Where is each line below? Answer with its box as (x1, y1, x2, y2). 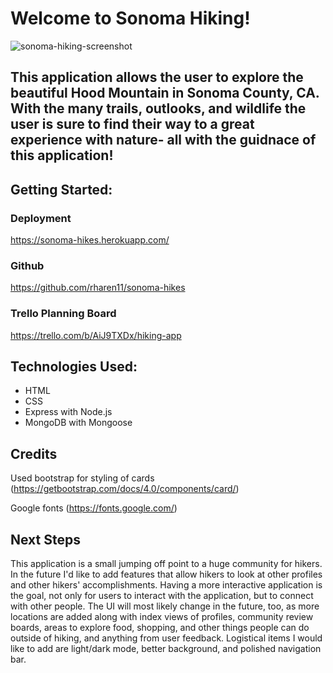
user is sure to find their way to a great (10, 116, 255, 133)
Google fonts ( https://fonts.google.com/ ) (10, 502, 178, 514)
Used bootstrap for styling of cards (10, 472, 155, 484)
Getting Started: (10, 181, 113, 198)
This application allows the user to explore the (10, 69, 304, 86)
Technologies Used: (10, 358, 138, 375)
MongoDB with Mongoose (24, 417, 133, 429)
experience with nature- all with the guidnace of (10, 132, 317, 149)
